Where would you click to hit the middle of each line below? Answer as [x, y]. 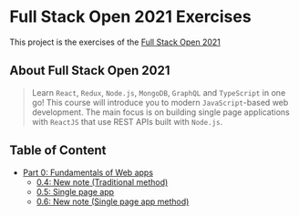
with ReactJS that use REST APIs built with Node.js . [127, 121]
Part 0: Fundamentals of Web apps [88, 172]
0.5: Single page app [75, 191]
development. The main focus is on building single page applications [160, 112]
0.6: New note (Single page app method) [113, 201]
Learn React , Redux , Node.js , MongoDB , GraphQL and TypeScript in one [159, 92]
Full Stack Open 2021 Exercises [131, 17]
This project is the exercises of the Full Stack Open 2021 [115, 42]
